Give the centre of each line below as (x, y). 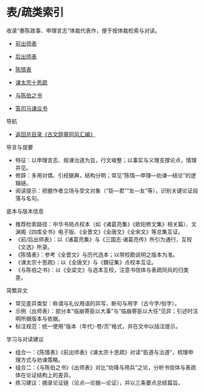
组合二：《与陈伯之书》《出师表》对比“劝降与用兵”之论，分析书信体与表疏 (106, 367)
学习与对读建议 (25, 339)
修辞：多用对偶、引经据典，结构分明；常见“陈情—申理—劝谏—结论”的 (103, 175)
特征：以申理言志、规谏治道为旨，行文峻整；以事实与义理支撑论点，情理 (106, 160)
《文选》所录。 (34, 247)
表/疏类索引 (35, 12)
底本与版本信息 (25, 211)
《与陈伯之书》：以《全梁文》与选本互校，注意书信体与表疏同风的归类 (102, 269)
